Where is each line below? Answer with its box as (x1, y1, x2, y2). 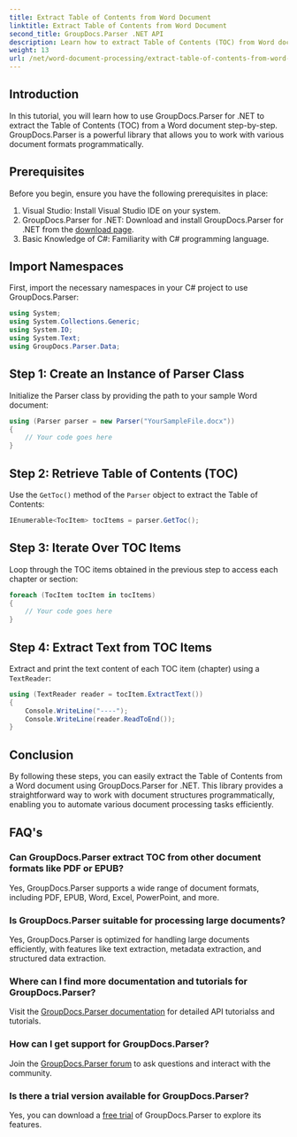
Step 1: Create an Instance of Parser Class (9, 367, 245, 382)
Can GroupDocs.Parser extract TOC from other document (9, 852, 262, 864)
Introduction (9, 87, 80, 102)
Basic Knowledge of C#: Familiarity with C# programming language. (21, 233, 270, 244)
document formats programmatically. (9, 138, 144, 149)
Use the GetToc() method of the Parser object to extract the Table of (9, 489, 258, 500)
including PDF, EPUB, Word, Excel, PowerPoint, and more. (9, 892, 219, 902)
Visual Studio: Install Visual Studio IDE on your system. (21, 205, 221, 215)
